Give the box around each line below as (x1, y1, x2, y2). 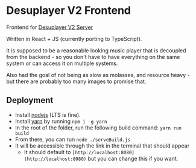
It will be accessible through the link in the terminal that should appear (14, 142, 190, 149)
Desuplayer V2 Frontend (6, 4, 131, 17)
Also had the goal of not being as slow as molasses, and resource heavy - (6, 71, 190, 78)
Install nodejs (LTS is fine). (14, 111, 81, 118)
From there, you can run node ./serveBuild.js (14, 135, 131, 143)
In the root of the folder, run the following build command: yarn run (14, 124, 182, 131)
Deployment (6, 95, 54, 105)
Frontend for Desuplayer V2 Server (6, 23, 93, 31)
